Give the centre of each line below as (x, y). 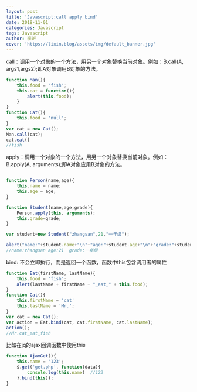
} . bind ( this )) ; (35, 378)
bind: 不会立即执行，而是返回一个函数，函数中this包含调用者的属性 (86, 262)
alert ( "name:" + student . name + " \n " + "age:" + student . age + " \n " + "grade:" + (91, 245)
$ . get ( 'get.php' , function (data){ (59, 367)
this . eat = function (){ (46, 91)
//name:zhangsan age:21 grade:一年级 (52, 250)
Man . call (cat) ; (25, 134)
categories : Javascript (35, 28)
